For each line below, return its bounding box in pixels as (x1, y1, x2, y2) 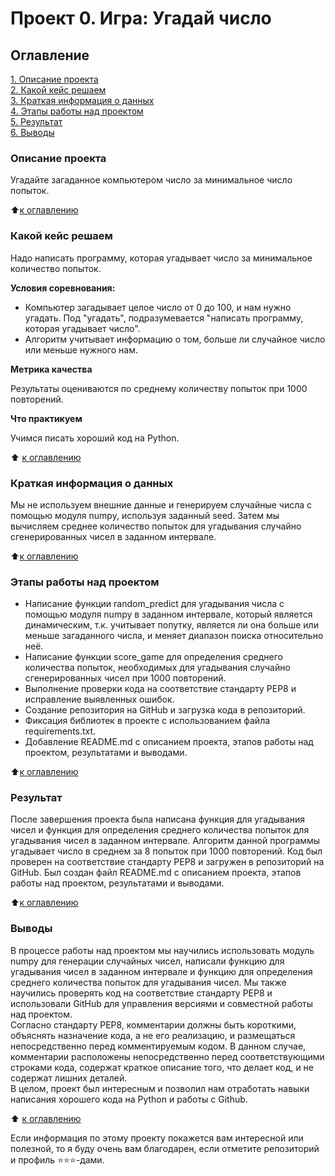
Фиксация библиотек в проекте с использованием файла (24, 715, 271, 727)
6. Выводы (10, 127, 55, 138)
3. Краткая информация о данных (10, 95, 155, 106)
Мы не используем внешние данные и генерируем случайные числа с (10, 498, 313, 511)
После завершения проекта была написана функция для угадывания (10, 813, 306, 826)
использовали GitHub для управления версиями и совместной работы (10, 997, 314, 1009)
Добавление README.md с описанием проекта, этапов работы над (24, 736, 314, 748)
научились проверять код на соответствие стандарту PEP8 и (10, 987, 273, 999)
